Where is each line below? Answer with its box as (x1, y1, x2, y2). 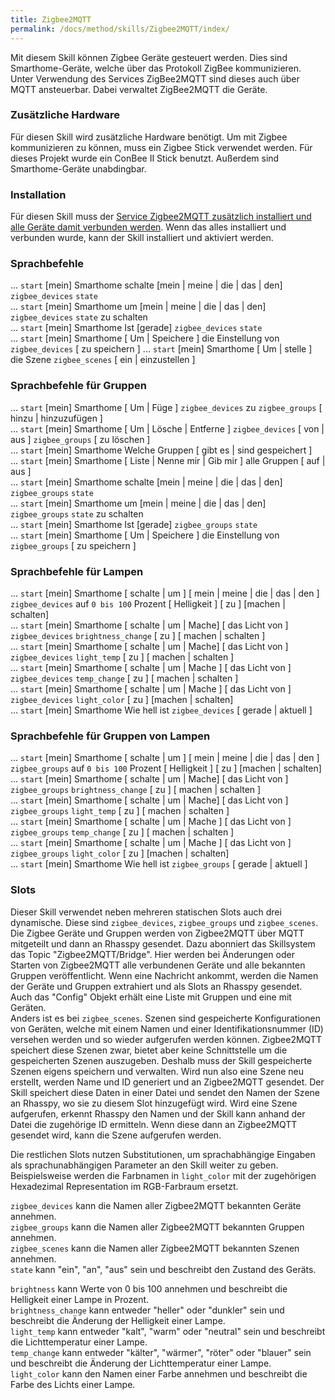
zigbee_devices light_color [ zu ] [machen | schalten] (10, 693, 234, 705)
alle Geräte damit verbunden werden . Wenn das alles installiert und (10, 221, 287, 233)
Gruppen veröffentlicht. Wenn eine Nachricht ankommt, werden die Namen (10, 969, 319, 981)
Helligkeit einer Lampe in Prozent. (10, 1293, 150, 1305)
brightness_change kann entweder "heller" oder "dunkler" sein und (10, 1304, 285, 1316)
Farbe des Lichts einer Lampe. (10, 1378, 136, 1390)
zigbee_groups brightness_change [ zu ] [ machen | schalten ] (10, 784, 262, 796)
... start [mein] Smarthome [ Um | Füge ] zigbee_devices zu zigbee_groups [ (10, 401, 323, 413)
